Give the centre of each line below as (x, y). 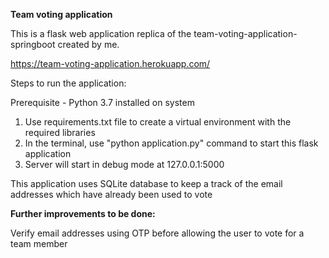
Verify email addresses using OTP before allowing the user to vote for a (157, 233)
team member (39, 243)
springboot (33, 44)
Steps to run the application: (68, 83)
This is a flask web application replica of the (101, 33)
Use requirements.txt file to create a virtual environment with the (158, 122)
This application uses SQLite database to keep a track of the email (146, 183)
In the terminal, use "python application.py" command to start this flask (171, 143)
